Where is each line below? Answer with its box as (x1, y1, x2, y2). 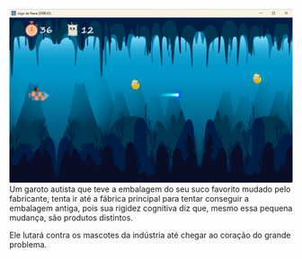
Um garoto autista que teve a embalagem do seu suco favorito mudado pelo (9, 184, 291, 194)
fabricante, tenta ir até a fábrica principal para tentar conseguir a (9, 194, 249, 204)
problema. (9, 239, 48, 250)
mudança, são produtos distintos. (9, 212, 133, 223)
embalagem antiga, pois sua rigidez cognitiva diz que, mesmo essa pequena (9, 203, 293, 214)
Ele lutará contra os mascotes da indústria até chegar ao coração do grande (9, 229, 291, 241)
